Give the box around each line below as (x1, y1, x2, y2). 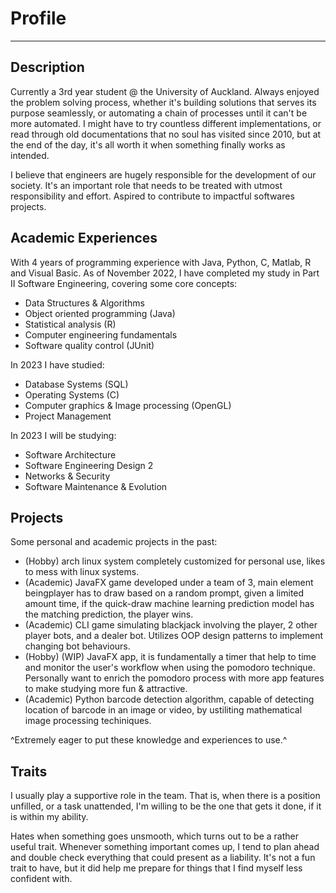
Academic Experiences (10, 230, 158, 247)
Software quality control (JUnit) (24, 339, 155, 351)
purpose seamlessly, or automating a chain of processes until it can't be (10, 107, 308, 119)
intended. (10, 149, 50, 161)
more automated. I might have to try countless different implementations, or (10, 117, 322, 129)
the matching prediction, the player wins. (24, 608, 194, 621)
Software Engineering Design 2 (24, 459, 154, 471)
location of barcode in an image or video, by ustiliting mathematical (24, 704, 303, 716)
